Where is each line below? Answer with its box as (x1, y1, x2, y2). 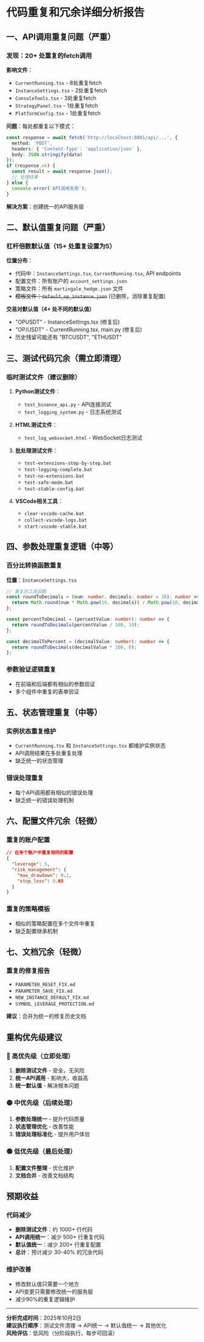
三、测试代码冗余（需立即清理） (6, 353, 126, 363)
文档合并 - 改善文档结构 (15, 1171, 75, 1179)
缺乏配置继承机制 (15, 927, 58, 935)
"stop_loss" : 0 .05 (17, 878, 64, 884)
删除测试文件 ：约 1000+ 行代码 (15, 1226, 93, 1233)
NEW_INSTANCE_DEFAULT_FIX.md (15, 995, 89, 1001)
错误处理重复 (6, 774, 44, 782)
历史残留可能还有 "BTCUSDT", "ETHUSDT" (15, 333, 122, 341)
